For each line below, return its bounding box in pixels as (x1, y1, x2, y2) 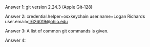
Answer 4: (5, 37, 26, 43)
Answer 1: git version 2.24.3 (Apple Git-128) (5, 4, 93, 10)
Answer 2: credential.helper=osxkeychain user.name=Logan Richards (5, 14, 145, 19)
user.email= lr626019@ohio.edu (5, 19, 68, 24)
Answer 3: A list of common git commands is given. (5, 28, 109, 33)
